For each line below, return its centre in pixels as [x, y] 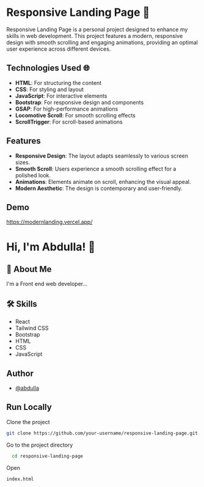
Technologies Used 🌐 [48, 68]
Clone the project [28, 422]
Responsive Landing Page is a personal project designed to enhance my [97, 29]
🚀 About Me [29, 269]
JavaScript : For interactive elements [61, 96]
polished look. [33, 175]
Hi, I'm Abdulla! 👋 [51, 247]
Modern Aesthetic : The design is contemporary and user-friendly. [99, 188]
